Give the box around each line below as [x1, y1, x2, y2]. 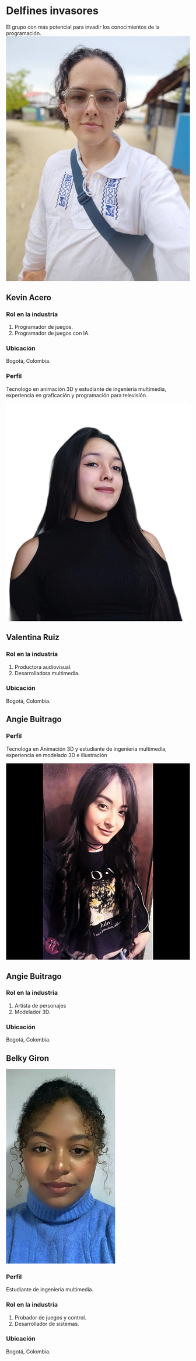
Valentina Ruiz [6, 633, 60, 642]
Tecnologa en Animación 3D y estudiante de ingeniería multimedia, [6, 745, 167, 752]
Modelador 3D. [14, 1008, 51, 1015]
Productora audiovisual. [14, 663, 72, 671]
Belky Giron [6, 1053, 50, 1063]
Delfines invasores [6, 4, 99, 18]
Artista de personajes [14, 1002, 66, 1009]
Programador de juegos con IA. [14, 329, 90, 336]
